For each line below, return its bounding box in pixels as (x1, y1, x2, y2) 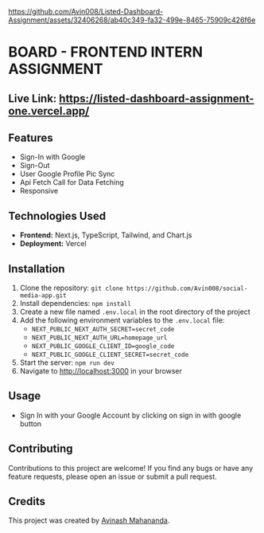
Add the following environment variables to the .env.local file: (19, 315, 225, 325)
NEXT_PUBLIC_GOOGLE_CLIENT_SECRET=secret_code (31, 351, 189, 359)
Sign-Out (19, 161, 50, 170)
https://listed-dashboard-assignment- (59, 92, 254, 105)
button (19, 418, 42, 429)
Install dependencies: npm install (19, 299, 131, 308)
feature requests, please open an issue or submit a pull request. (8, 472, 217, 481)
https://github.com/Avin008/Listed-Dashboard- (8, 7, 164, 16)
